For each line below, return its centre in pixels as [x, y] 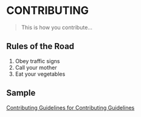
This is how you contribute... [57, 27]
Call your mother [36, 67]
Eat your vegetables [40, 74]
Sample [21, 93]
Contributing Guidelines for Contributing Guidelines [70, 107]
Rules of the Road [40, 46]
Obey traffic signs [37, 61]
